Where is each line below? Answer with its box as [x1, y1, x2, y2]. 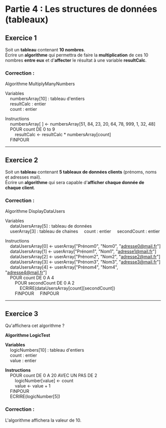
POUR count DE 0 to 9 [9, 126, 55, 132]
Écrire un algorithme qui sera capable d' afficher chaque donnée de [5, 180, 145, 186]
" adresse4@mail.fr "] [5, 270, 47, 276]
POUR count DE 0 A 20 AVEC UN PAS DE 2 [9, 373, 97, 379]
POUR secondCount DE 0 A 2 [14, 280, 75, 286]
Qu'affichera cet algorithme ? [5, 323, 65, 329]
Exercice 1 [5, 34, 37, 42]
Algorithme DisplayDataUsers [5, 208, 65, 214]
